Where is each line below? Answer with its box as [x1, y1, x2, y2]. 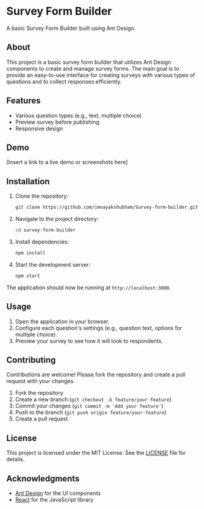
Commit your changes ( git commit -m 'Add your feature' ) [15, 402, 164, 410]
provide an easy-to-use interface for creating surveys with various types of [6, 71, 195, 79]
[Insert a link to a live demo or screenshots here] [6, 159, 128, 166]
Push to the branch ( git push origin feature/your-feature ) [15, 409, 167, 416]
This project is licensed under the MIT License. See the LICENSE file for [6, 449, 186, 457]
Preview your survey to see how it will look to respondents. [15, 337, 163, 344]
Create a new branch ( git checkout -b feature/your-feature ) [15, 395, 172, 403]
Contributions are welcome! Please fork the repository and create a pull [6, 371, 186, 378]
